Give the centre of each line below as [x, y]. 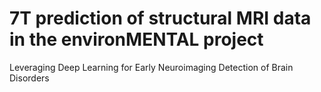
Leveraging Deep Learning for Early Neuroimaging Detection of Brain [151, 67]
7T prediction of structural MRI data [160, 18]
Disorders [29, 78]
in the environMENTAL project [136, 39]
